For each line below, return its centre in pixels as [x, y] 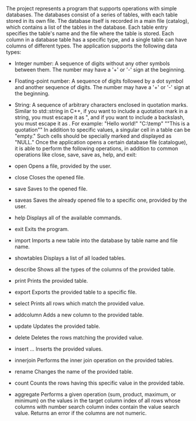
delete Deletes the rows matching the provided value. [79, 337]
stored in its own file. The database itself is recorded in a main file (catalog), [97, 21]
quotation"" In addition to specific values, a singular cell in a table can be [102, 130]
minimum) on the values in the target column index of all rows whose [97, 400]
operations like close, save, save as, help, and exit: [75, 155]
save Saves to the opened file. [51, 189]
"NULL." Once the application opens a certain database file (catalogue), [101, 142]
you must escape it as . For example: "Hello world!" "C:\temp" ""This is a [102, 123]
